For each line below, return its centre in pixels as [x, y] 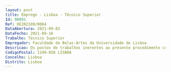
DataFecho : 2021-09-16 [29, 33]
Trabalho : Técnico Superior [35, 39]
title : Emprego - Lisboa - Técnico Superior [53, 15]
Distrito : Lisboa [24, 62]
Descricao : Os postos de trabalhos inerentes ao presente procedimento [83, 48]
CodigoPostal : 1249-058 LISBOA [38, 52]
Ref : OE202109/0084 [26, 24]
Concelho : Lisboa [24, 57]
